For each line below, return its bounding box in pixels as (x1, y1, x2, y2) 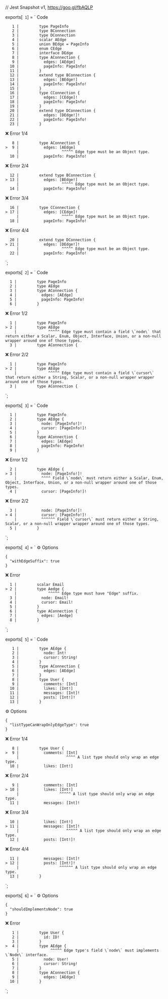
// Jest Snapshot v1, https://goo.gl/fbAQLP (5, 5, 93, 10)
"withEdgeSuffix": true (10, 559, 60, 564)
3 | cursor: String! (12, 655, 78, 660)
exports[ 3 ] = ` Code (5, 402, 48, 409)
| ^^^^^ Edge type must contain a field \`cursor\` (14, 371, 155, 376)
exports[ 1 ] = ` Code (5, 14, 48, 20)
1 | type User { (12, 930, 65, 935)
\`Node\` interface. (5, 952, 49, 957)
